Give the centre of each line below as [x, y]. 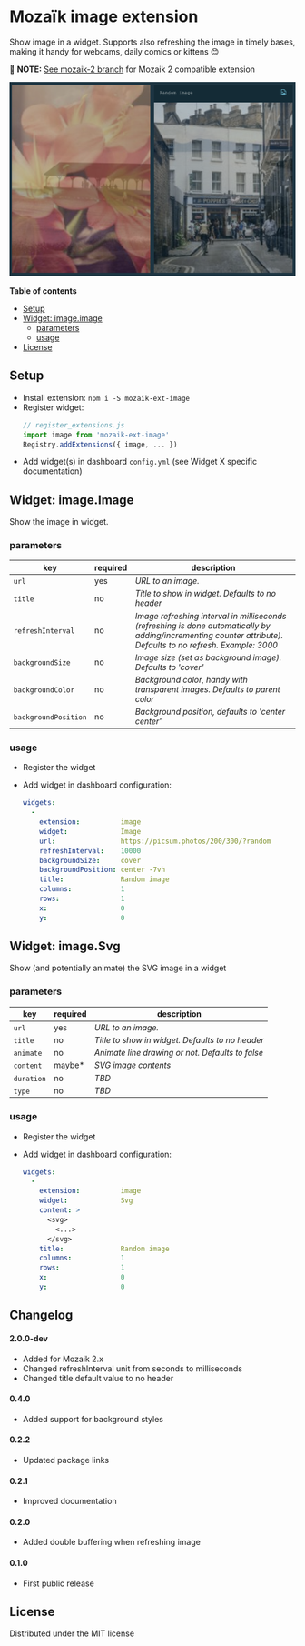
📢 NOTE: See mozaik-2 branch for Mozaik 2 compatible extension [133, 69]
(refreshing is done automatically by [202, 626]
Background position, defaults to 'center [210, 712]
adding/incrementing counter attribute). [209, 635]
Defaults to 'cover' [169, 667]
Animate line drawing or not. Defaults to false [179, 1053]
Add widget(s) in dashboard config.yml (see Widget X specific [139, 462]
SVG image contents [133, 1065]
